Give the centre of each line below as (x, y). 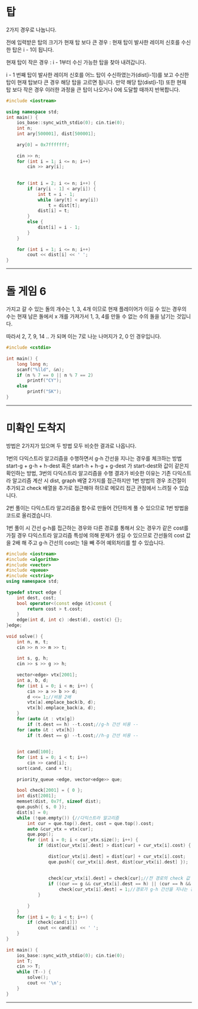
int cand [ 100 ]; (35, 752)
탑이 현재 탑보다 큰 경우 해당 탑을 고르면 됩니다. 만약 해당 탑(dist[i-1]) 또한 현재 (96, 82)
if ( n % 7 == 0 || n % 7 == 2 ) (55, 375)
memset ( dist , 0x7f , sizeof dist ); (59, 802)
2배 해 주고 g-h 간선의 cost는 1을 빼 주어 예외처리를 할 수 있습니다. (88, 543)
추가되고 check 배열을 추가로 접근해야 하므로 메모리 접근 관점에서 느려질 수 (92, 488)
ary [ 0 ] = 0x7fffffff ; (43, 145)
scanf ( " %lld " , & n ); (41, 370)
